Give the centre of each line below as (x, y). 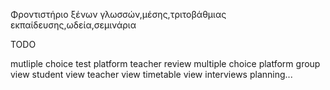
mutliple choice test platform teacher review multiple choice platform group (165, 63)
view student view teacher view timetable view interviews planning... (151, 74)
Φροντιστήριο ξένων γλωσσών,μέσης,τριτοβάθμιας (118, 14)
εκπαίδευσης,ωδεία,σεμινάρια (73, 25)
